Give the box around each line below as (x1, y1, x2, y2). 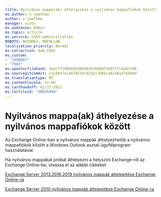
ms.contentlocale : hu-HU (5, 80, 56, 85)
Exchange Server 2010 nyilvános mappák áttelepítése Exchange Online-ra (5, 186, 154, 192)
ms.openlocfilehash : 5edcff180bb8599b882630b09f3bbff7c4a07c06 (5, 67, 137, 72)
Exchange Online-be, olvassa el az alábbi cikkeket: (5, 162, 108, 168)
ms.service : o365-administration (5, 35, 73, 40)
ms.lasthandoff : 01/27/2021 (5, 84, 63, 90)
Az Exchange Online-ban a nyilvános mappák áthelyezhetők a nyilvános (5, 137, 150, 143)
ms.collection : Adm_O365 (5, 48, 56, 53)
